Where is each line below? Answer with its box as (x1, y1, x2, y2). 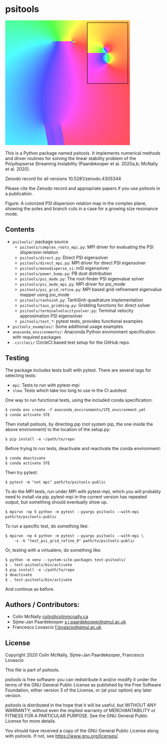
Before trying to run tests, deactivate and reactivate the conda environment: (5, 445, 161, 451)
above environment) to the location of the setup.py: (5, 426, 111, 432)
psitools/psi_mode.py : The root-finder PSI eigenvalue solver (19, 275, 145, 281)
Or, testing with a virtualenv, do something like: (5, 547, 102, 553)
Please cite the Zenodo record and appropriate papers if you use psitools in (5, 185, 161, 191)
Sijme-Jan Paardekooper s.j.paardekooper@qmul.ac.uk (12, 619, 126, 625)
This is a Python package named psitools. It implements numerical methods (5, 150, 161, 156)
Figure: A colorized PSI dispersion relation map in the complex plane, (5, 200, 147, 206)
